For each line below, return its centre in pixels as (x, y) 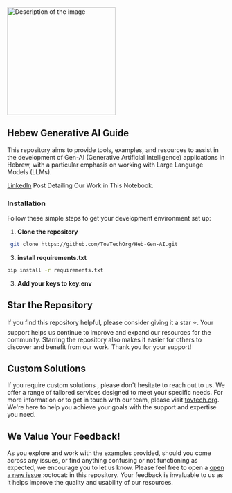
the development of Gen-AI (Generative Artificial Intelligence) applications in (116, 157)
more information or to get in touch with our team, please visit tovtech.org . (113, 400)
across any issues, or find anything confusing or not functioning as (103, 461)
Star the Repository (50, 305)
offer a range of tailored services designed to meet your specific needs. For (115, 393)
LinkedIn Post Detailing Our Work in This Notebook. (80, 185)
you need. (21, 415)
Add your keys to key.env (54, 283)
